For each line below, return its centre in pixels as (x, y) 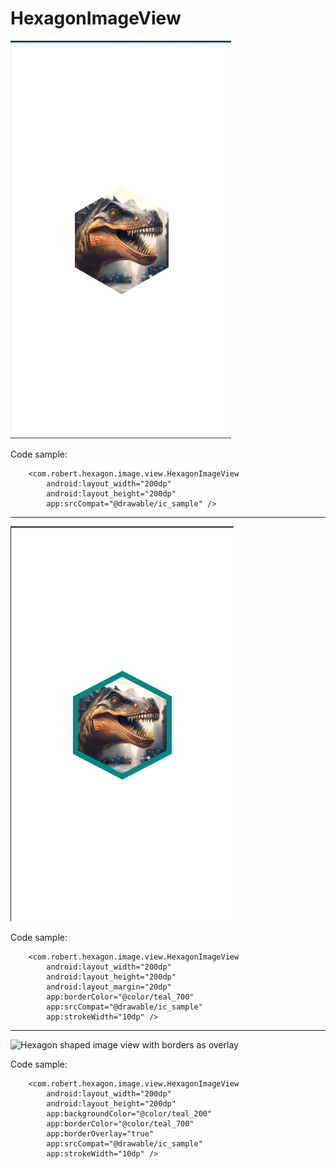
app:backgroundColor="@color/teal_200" (129, 1113)
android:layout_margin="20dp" (109, 987)
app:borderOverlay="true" (100, 1133)
